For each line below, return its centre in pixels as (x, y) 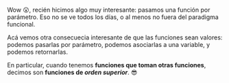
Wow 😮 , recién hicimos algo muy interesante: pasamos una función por (109, 10)
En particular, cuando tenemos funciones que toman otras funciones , (107, 65)
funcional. (21, 24)
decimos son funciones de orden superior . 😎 (72, 72)
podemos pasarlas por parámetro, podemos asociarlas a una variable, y (109, 45)
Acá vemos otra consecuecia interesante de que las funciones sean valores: (115, 37)
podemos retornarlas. (38, 52)
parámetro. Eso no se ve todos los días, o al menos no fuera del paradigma (113, 17)
